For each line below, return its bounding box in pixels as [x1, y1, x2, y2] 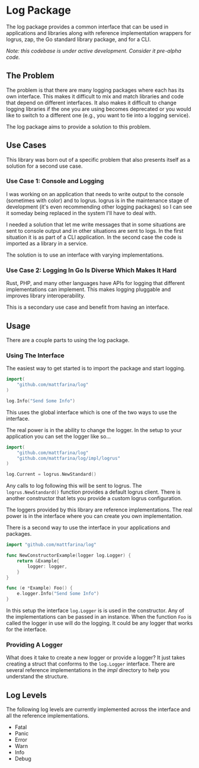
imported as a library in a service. [6, 239, 88, 247]
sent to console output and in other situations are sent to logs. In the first [6, 227, 184, 234]
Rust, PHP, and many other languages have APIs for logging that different [6, 280, 185, 287]
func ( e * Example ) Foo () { [6, 585, 73, 591]
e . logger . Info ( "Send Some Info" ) [17, 591, 99, 597]
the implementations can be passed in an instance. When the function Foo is [6, 613, 192, 620]
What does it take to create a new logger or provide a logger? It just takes [6, 654, 185, 661]
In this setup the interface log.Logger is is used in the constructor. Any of [6, 607, 185, 614]
